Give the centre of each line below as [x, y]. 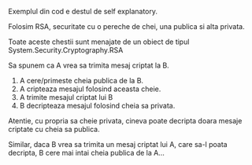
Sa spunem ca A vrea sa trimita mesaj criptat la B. [89, 65]
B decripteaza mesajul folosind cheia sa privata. [97, 106]
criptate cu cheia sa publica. [54, 129]
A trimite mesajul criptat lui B [66, 97]
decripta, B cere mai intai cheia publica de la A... [87, 153]
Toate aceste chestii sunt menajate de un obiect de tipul [99, 42]
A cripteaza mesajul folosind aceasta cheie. [90, 89]
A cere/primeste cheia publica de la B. [82, 81]
